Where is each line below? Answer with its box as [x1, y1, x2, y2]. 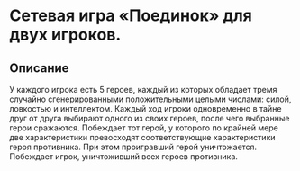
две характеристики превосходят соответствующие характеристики [9, 132, 277, 142]
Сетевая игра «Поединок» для [9, 5, 252, 26]
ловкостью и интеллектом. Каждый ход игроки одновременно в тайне [9, 103, 282, 113]
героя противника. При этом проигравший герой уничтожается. [9, 141, 258, 152]
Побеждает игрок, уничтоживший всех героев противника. [9, 151, 239, 162]
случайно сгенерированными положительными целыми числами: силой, [9, 94, 292, 104]
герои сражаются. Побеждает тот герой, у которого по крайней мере [9, 122, 279, 133]
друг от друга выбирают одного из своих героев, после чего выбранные [9, 113, 290, 123]
